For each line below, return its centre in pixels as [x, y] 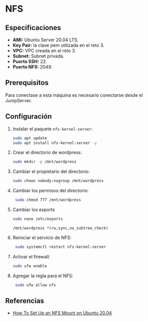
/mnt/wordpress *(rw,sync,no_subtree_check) [60, 228]
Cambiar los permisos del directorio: [50, 191]
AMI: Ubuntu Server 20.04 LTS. [45, 40]
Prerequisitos [27, 83]
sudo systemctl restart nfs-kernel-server [61, 247]
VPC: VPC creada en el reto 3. [44, 51]
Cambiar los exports [34, 210]
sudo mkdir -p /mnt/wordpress [45, 162]
